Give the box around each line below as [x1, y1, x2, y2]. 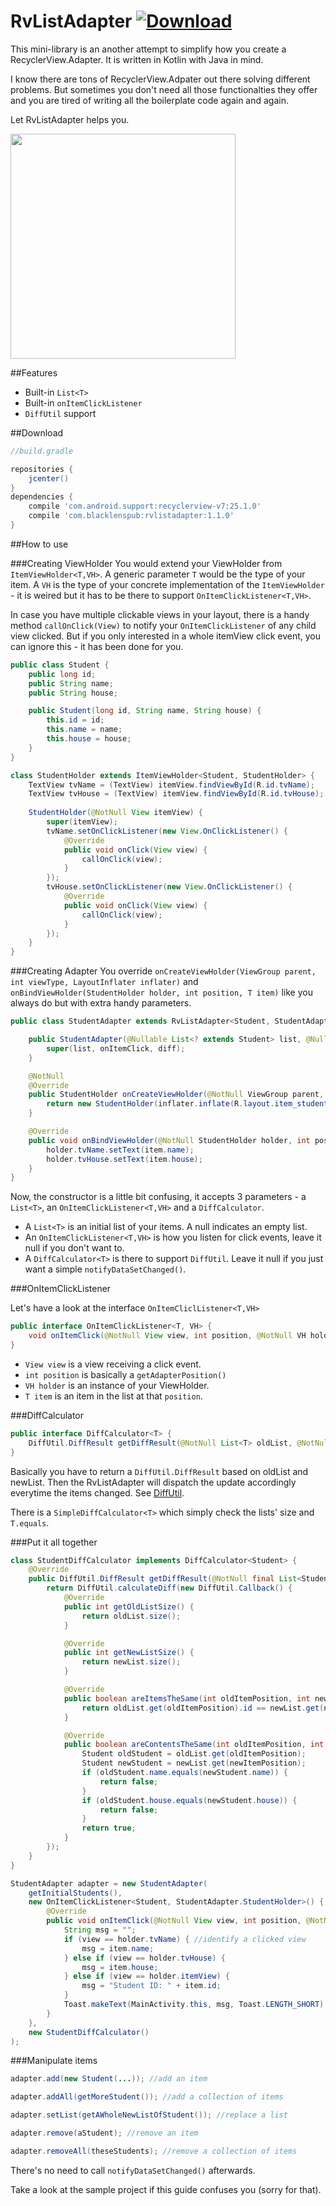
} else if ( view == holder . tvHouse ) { [63, 1953, 226, 1963]
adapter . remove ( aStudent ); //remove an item [10, 2128, 199, 2139]
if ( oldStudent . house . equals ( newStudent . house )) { [81, 1795, 298, 1805]
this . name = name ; [46, 725, 123, 735]
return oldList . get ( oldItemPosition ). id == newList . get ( [81, 1703, 325, 1713]
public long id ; [28, 669, 97, 679]
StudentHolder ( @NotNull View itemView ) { [28, 808, 203, 818]
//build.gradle [10, 446, 74, 456]
